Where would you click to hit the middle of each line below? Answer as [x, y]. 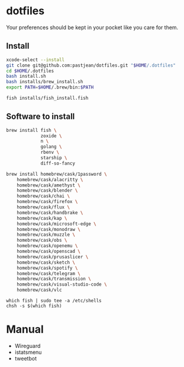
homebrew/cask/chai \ [43, 196]
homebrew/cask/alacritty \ [50, 179]
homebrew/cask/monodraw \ [49, 229]
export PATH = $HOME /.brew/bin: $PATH [50, 87]
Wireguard [28, 346]
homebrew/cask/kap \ [42, 218]
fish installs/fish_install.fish [47, 98]
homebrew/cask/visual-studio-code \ [62, 284]
